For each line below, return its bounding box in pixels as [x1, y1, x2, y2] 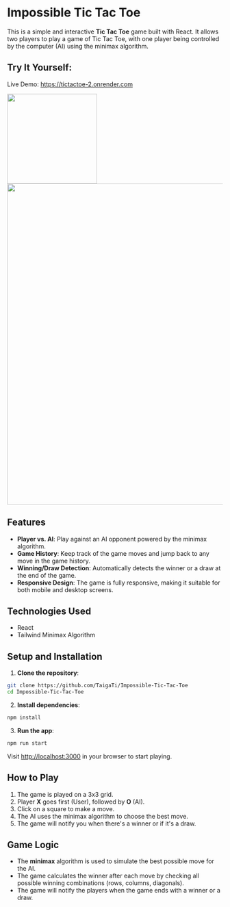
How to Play [7, 772, 60, 784]
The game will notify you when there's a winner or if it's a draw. [16, 819, 196, 828]
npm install [7, 714, 41, 721]
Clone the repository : [16, 669, 79, 677]
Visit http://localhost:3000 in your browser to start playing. [7, 752, 172, 761]
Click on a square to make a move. [16, 804, 115, 813]
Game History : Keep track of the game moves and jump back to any [16, 549, 210, 557]
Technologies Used [7, 605, 91, 617]
